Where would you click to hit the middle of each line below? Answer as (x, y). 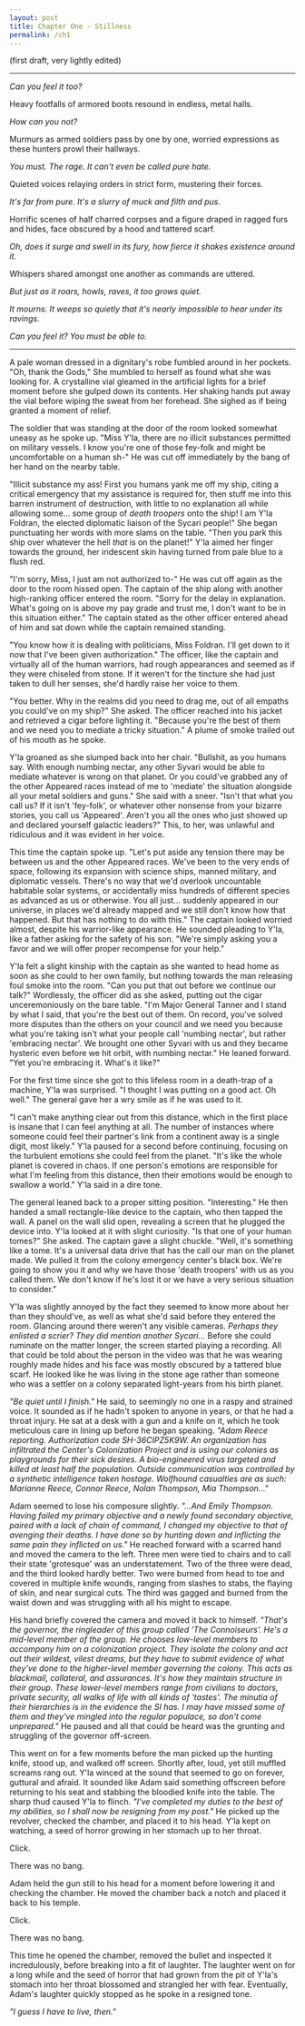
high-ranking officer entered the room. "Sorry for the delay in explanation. (148, 598)
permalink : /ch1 (40, 35)
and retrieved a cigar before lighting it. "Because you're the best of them (145, 721)
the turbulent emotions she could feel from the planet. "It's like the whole (146, 1156)
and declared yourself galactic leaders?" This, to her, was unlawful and (142, 825)
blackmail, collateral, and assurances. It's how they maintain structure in (146, 1678)
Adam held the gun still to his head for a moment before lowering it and (142, 1883)
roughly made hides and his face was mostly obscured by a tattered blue (146, 1365)
